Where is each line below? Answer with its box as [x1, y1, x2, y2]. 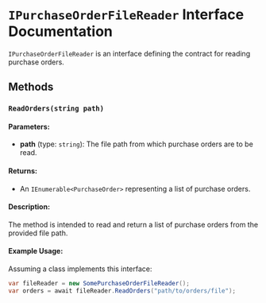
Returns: [8, 166, 38, 176]
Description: [8, 202, 50, 212]
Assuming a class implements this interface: [8, 264, 152, 274]
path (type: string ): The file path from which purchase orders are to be [19, 139, 254, 149]
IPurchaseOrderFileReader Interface [8, 6, 245, 24]
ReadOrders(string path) [8, 104, 105, 113]
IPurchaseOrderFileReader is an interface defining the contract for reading [8, 49, 251, 58]
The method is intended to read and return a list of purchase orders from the [8, 219, 259, 229]
